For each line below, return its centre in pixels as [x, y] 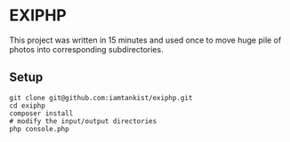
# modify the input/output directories [83, 121]
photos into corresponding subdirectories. [86, 49]
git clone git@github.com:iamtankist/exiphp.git [101, 98]
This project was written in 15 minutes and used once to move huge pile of [145, 40]
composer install [41, 113]
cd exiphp [28, 106]
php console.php [39, 129]
